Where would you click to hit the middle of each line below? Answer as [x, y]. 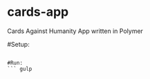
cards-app [38, 12]
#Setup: [18, 44]
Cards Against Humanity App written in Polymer [75, 31]
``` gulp [20, 69]
